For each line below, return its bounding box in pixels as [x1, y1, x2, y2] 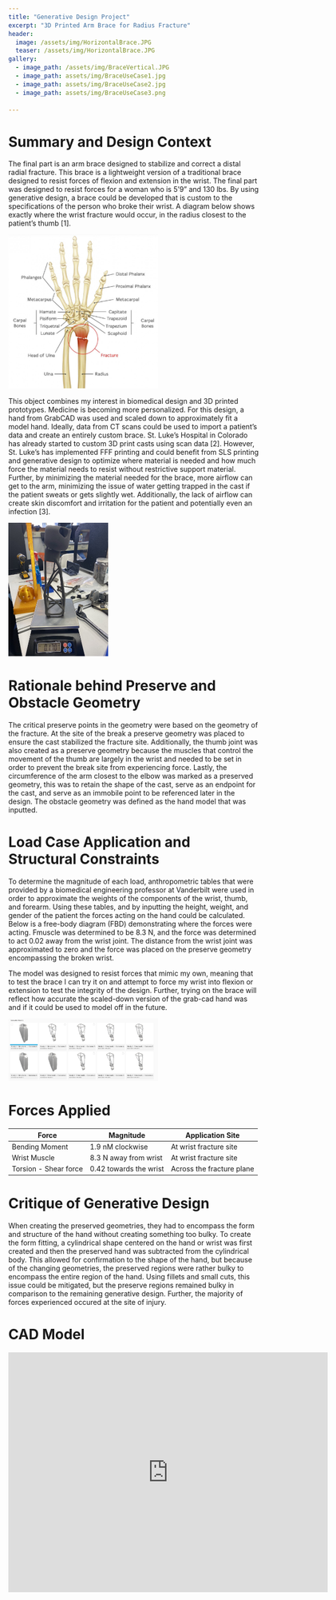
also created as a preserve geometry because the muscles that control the [8, 745, 254, 755]
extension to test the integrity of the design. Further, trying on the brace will [8, 985, 257, 995]
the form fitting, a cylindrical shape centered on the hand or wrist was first [8, 1238, 253, 1247]
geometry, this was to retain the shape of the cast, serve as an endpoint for [8, 780, 256, 789]
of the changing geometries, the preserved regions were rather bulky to [8, 1263, 244, 1273]
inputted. [8, 804, 38, 815]
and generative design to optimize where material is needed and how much [8, 456, 256, 465]
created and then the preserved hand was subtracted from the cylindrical [8, 1246, 250, 1255]
